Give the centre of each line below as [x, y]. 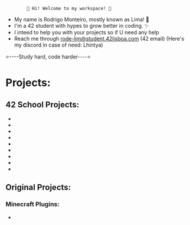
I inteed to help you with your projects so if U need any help [87, 32]
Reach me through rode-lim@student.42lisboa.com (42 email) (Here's [99, 39]
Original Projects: [38, 187]
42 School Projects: [42, 104]
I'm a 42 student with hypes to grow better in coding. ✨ [81, 26]
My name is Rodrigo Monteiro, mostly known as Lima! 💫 [82, 19]
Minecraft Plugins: [32, 204]
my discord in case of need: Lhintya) [59, 45]
